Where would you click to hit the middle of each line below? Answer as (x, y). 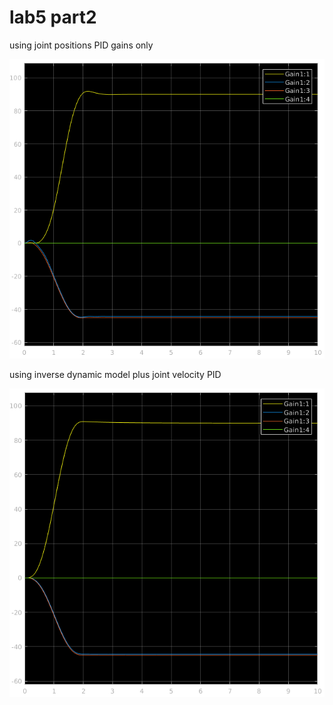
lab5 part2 (53, 17)
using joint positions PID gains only (81, 45)
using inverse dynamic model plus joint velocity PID (115, 374)
